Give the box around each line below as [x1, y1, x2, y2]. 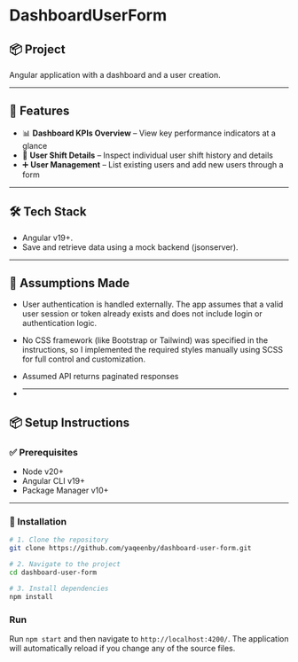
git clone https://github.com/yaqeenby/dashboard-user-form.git [9, 544, 252, 553]
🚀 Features [9, 104, 70, 119]
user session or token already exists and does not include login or [21, 308, 263, 319]
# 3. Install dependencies [9, 584, 109, 593]
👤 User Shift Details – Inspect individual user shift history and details [21, 150, 273, 160]
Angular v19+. [21, 232, 74, 243]
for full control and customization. [21, 354, 146, 364]
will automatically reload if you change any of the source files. [9, 643, 236, 653]
